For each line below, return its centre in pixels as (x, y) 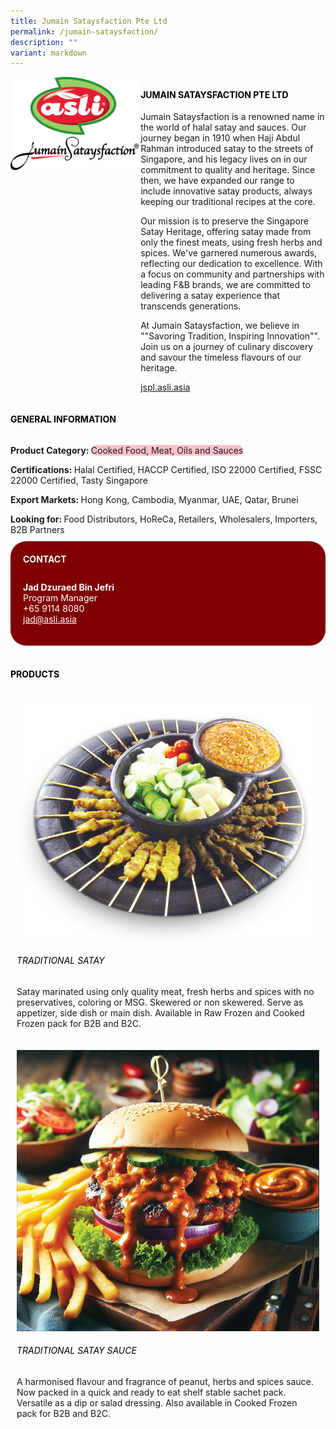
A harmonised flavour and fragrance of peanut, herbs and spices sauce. (165, 1381)
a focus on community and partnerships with (232, 274)
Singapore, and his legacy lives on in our (224, 159)
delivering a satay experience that (210, 296)
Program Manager (60, 598)
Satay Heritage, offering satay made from (226, 232)
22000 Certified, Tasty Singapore (79, 480)
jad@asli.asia (50, 619)
